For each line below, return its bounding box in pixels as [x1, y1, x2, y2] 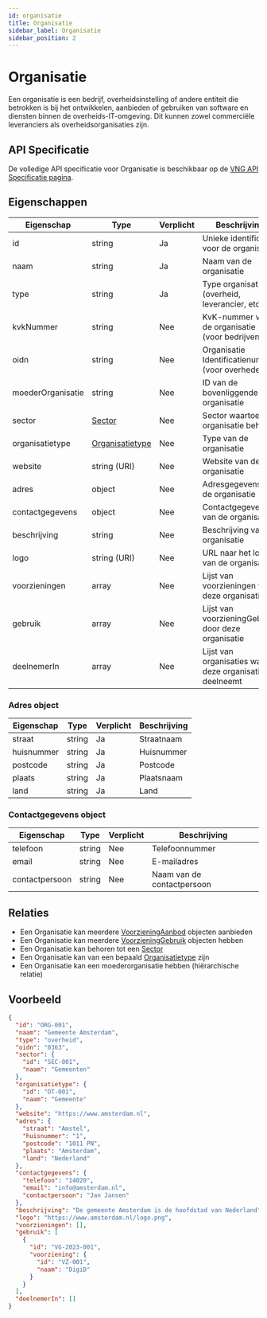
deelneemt [202, 675, 242, 686]
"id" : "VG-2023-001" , [29, 1243, 102, 1251]
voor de [202, 242, 232, 253]
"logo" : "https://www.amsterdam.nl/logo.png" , [15, 1214, 172, 1222]
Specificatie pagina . [8, 173, 74, 182]
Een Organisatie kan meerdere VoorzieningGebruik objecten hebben [19, 936, 244, 945]
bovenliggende [202, 387, 258, 398]
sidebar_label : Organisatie [8, 26, 102, 34]
